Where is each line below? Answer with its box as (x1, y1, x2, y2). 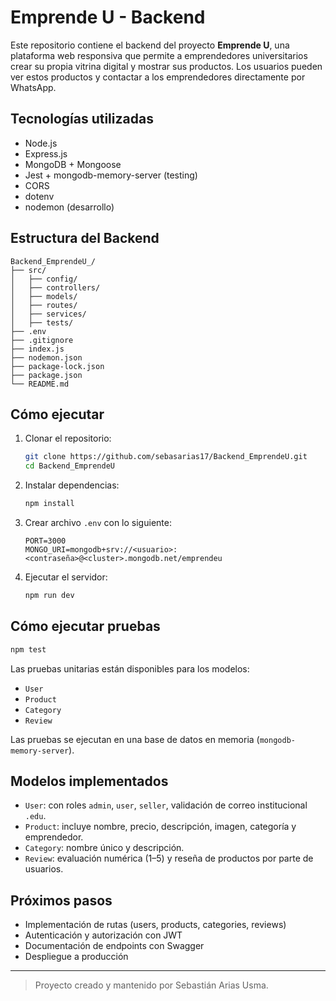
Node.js (24, 137, 58, 149)
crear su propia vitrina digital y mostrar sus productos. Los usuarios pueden (10, 60, 323, 72)
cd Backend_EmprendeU (24, 461, 115, 471)
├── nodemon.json (10, 352, 83, 363)
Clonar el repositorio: (24, 432, 112, 445)
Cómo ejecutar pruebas (10, 618, 161, 635)
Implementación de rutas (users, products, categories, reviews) (24, 919, 287, 931)
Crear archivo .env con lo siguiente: (24, 517, 172, 528)
